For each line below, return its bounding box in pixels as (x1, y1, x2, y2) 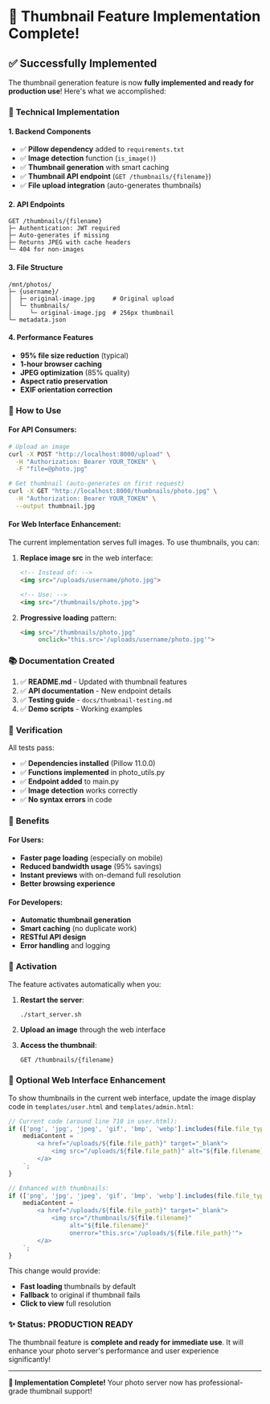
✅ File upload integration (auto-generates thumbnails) (19, 180, 202, 190)
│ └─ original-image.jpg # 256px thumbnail (8, 309, 174, 317)
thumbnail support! (29, 1385, 92, 1396)
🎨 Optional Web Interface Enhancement (8, 1075, 166, 1086)
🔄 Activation (8, 961, 58, 972)
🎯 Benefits (8, 815, 50, 826)
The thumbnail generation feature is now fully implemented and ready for (8, 78, 255, 87)
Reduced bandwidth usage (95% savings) (19, 862, 162, 872)
